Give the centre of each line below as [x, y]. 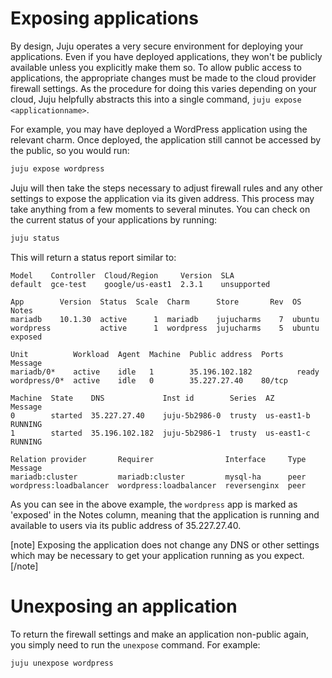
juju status [35, 238]
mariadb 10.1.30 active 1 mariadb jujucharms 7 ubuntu [165, 319]
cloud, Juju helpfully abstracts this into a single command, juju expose [156, 99]
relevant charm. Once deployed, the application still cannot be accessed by [166, 139]
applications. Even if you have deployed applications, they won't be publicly [166, 56]
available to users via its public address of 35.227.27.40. [126, 525]
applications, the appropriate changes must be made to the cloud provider [163, 78]
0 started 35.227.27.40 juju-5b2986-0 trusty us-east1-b [160, 415]
